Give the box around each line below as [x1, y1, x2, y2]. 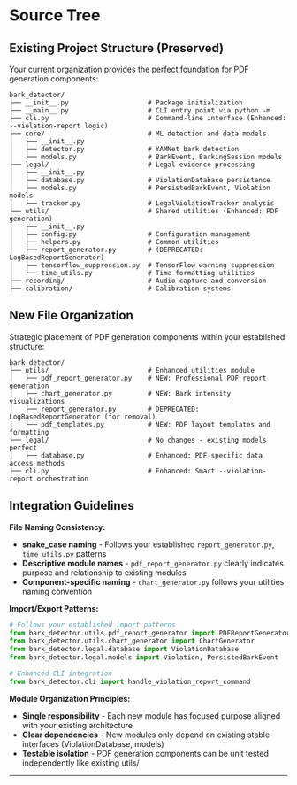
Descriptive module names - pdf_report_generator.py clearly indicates [21, 558, 285, 568]
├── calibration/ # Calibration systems [9, 284, 232, 293]
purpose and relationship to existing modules [21, 567, 187, 578]
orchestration [36, 474, 89, 483]
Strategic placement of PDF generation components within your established [9, 331, 286, 342]
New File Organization [9, 308, 134, 323]
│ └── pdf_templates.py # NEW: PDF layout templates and [9, 419, 271, 429]
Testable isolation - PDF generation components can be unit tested [21, 748, 270, 758]
